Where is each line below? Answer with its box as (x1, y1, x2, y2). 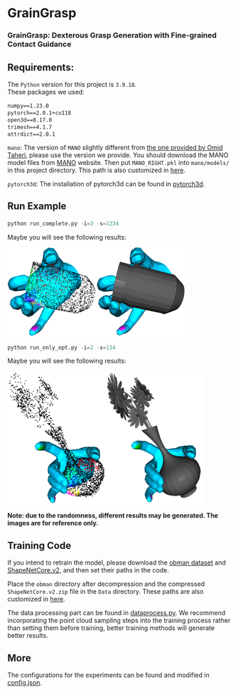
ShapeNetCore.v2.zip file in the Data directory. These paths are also (7, 587, 204, 596)
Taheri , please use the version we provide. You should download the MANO (7, 151, 229, 159)
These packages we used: (7, 87, 85, 96)
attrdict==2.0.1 (7, 130, 55, 138)
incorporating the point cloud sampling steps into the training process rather (7, 616, 231, 625)
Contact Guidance (7, 39, 72, 49)
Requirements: (7, 61, 75, 73)
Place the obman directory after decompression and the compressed (7, 580, 205, 588)
